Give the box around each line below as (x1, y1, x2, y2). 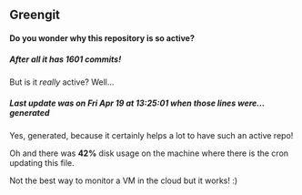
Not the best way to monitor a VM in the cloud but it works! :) (9, 175, 238, 186)
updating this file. (9, 157, 75, 168)
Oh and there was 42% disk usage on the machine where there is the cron (9, 148, 289, 159)
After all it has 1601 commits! (9, 54, 122, 65)
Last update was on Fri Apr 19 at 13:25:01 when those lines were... (9, 97, 266, 108)
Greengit (9, 7, 61, 23)
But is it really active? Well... (9, 77, 115, 87)
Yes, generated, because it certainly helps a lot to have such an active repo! (9, 129, 294, 140)
